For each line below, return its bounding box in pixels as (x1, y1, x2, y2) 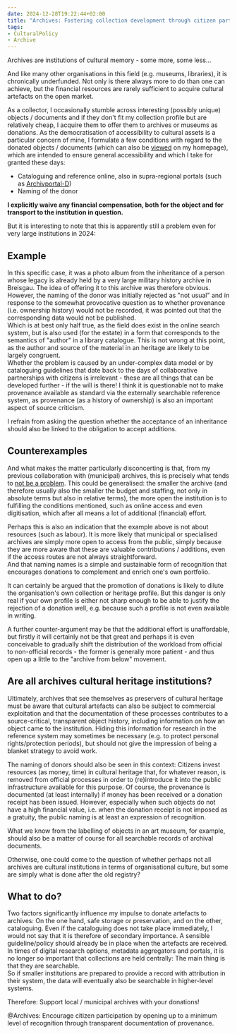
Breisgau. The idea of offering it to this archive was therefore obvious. (7, 283, 211, 291)
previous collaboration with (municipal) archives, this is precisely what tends (7, 471, 229, 480)
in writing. (7, 611, 37, 620)
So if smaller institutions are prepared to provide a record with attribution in (7, 969, 226, 978)
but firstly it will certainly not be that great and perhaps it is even (7, 632, 195, 641)
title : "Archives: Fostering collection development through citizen (7, 17, 217, 24)
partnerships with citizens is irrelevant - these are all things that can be (7, 373, 214, 382)
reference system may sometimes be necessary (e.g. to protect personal (7, 731, 219, 740)
